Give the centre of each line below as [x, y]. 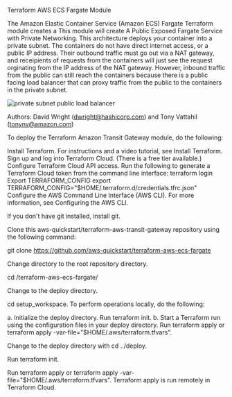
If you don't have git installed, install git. [64, 216]
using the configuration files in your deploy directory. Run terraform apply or [116, 325]
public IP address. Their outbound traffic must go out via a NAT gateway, [111, 53]
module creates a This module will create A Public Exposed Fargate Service [115, 31]
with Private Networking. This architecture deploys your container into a [110, 38]
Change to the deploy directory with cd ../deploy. [77, 346]
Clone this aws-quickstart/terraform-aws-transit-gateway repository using [113, 229]
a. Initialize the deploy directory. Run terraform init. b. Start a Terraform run [114, 318]
